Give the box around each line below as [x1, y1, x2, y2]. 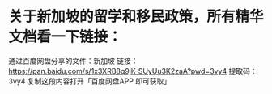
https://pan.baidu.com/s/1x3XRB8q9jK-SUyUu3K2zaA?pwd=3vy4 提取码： [8, 66, 257, 75]
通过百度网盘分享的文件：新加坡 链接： [8, 56, 138, 66]
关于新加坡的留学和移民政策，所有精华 [8, 7, 265, 26]
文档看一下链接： [8, 28, 123, 46]
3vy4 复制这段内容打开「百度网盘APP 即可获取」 [8, 76, 172, 86]
